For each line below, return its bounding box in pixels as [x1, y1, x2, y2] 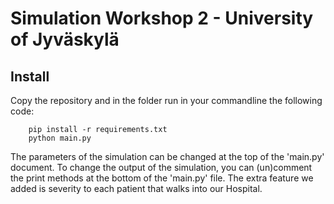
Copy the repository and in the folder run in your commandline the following [10, 95, 323, 106]
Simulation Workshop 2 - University [10, 7, 314, 30]
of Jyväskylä [10, 28, 120, 51]
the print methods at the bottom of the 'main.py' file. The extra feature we [10, 172, 314, 184]
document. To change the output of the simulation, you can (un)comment [10, 162, 313, 173]
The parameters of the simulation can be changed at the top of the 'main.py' [10, 151, 325, 162]
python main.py [28, 133, 92, 143]
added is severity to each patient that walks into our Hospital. [10, 183, 263, 194]
